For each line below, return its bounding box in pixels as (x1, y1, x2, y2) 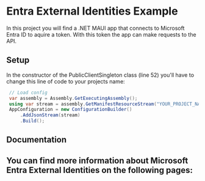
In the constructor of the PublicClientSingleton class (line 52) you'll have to (6, 71, 194, 79)
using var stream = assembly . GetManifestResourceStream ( (9, 101, 157, 107)
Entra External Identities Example (6, 4, 178, 18)
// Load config (9, 90, 48, 96)
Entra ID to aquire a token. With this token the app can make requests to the (6, 30, 196, 38)
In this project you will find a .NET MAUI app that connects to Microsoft (6, 24, 185, 32)
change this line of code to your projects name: (6, 77, 125, 85)
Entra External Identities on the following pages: (6, 165, 193, 175)
